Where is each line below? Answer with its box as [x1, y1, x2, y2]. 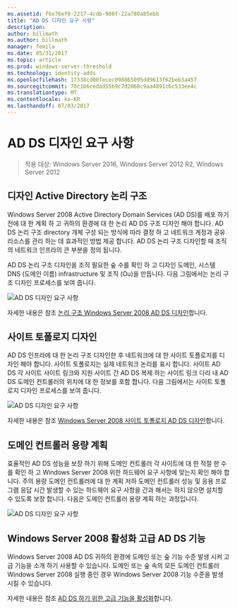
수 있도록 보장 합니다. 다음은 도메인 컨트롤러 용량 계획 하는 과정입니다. [7, 494, 199, 503]
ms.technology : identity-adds [7, 69, 97, 76]
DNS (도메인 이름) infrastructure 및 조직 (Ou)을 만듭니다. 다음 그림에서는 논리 [7, 269, 222, 278]
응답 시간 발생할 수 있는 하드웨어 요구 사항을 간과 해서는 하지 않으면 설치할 [20, 486, 224, 494]
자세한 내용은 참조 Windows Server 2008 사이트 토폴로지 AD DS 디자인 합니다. [7, 417, 225, 425]
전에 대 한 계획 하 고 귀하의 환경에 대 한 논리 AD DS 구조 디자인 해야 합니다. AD [7, 219, 224, 227]
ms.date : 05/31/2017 [7, 50, 68, 57]
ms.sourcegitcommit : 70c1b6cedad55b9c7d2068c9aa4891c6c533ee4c [7, 83, 197, 90]
